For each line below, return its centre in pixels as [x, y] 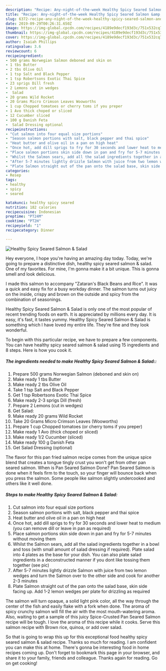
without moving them [34, 539]
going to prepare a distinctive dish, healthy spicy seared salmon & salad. [79, 263]
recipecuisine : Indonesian [33, 212]
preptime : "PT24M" [24, 216]
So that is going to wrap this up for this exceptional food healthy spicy [76, 637]
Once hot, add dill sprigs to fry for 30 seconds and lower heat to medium [86, 523]
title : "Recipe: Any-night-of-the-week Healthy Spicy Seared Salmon [77, 14]
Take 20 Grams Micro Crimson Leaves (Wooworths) [65, 421]
